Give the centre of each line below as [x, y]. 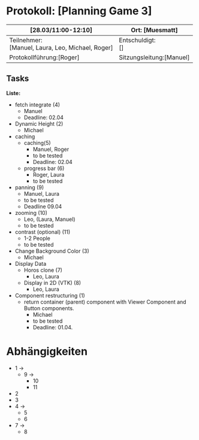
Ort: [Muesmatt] [154, 30]
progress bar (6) [44, 168]
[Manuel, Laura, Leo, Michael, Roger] [61, 47]
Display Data [31, 263]
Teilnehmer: [26, 40]
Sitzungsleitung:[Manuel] [154, 57]
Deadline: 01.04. [53, 327]
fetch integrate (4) [37, 104]
